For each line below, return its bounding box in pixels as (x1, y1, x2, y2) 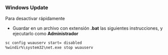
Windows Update (5, 4, 49, 11)
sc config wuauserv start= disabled (5, 40, 82, 45)
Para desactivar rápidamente (5, 16, 65, 22)
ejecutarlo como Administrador (12, 31, 79, 37)
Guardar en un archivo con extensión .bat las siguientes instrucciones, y (12, 25, 163, 31)
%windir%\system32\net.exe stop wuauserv (5, 45, 94, 50)
